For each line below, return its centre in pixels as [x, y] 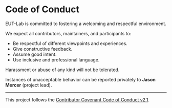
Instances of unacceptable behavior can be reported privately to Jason [81, 79]
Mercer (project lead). [29, 85]
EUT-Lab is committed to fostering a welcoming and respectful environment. [86, 24]
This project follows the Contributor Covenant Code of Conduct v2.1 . [78, 100]
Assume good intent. [35, 54]
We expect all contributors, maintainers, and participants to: [68, 33]
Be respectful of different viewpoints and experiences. [70, 43]
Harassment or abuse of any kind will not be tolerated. [62, 70]
